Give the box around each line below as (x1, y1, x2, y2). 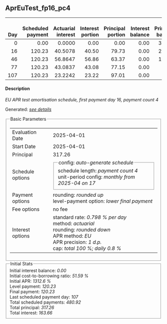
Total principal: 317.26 (9, 305, 55, 311)
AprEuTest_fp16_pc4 (5, 4, 71, 12)
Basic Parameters (10, 116, 46, 122)
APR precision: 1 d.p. (53, 239, 102, 245)
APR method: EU (53, 232, 91, 239)
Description (5, 85, 30, 91)
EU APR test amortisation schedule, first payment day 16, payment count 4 (5, 97, 159, 103)
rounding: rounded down (53, 226, 111, 233)
